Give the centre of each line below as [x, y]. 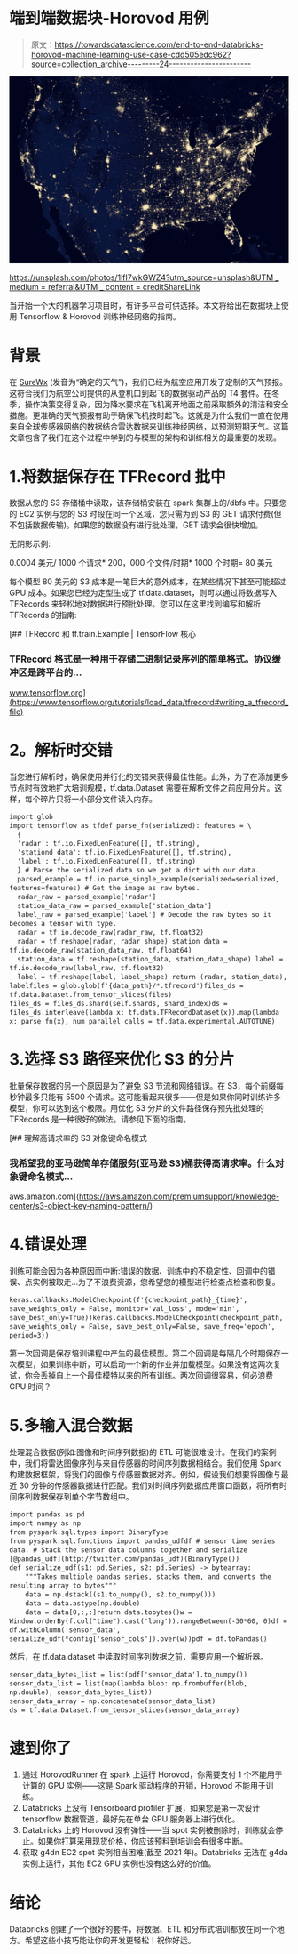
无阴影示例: [30, 544]
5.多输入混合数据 [71, 1426]
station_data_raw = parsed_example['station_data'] [115, 905]
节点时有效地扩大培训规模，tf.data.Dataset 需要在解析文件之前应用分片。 [142, 787]
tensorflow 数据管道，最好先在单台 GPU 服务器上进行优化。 [131, 1819]
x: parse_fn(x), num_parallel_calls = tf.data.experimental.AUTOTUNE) [142, 1021]
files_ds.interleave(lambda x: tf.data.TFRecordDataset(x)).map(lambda [144, 1012]
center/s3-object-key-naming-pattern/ [80, 1205]
